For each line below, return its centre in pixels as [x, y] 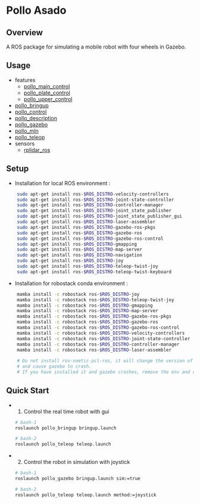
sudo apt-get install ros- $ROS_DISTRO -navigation [80, 255]
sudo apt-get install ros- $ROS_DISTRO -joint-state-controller [96, 200]
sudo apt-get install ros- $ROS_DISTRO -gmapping [77, 244]
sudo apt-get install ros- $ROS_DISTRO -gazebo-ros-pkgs [86, 227]
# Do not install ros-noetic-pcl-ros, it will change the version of [105, 361]
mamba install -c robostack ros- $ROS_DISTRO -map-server [88, 311]
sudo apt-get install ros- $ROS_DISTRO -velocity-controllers [93, 194]
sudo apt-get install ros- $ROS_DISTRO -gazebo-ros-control [90, 239]
